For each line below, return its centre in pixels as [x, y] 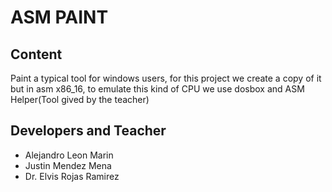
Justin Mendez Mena [68, 165]
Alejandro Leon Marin [69, 155]
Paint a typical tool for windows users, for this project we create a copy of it [166, 78]
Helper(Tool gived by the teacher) [80, 99]
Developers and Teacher [88, 131]
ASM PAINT [59, 17]
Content [36, 54]
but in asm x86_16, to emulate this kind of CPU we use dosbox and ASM [157, 89]
